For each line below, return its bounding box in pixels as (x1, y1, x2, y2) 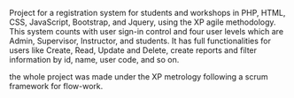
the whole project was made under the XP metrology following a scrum (9, 72, 268, 82)
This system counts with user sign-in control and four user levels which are (9, 26, 284, 36)
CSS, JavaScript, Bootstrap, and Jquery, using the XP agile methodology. (9, 17, 276, 27)
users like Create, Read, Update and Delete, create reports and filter (9, 45, 258, 56)
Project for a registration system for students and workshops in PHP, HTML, (9, 8, 286, 18)
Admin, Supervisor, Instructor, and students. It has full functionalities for (9, 35, 272, 46)
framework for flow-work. (9, 81, 104, 91)
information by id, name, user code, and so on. (9, 55, 180, 64)
